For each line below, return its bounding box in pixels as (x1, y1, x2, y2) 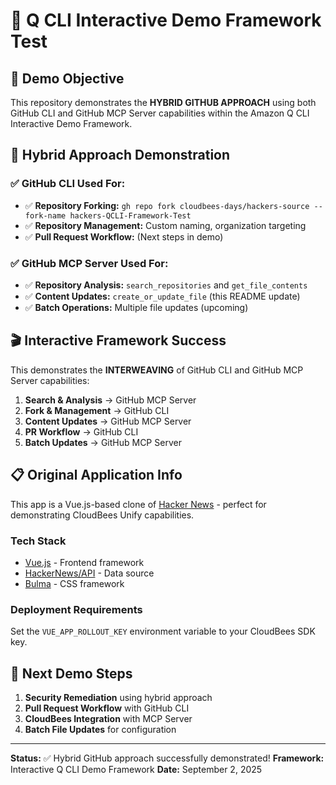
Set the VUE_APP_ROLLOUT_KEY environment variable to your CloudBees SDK (10, 625, 316, 638)
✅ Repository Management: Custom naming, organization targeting (24, 219, 307, 231)
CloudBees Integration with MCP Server (24, 713, 193, 725)
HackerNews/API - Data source (24, 567, 155, 579)
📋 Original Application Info (10, 467, 183, 484)
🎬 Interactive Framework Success (10, 332, 227, 349)
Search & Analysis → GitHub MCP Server (24, 394, 197, 406)
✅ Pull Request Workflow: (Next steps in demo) (24, 230, 224, 243)
